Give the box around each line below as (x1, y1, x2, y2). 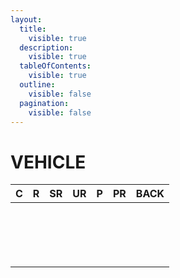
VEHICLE (10, 151, 87, 173)
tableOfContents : (19, 61, 92, 71)
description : (19, 42, 74, 53)
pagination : (19, 98, 70, 108)
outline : (19, 80, 56, 90)
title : (19, 24, 47, 34)
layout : (10, 14, 43, 25)
